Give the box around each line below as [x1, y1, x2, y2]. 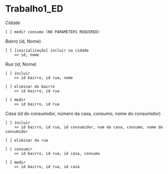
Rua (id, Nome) [5, 61, 37, 67]
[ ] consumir [5, 146, 33, 151]
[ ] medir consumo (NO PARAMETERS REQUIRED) [5, 29, 100, 34]
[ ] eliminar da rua [5, 138, 49, 143]
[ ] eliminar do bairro [5, 84, 55, 89]
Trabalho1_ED [5, 3, 63, 15]
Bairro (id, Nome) [5, 38, 41, 44]
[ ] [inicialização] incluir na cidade [5, 48, 89, 53]
